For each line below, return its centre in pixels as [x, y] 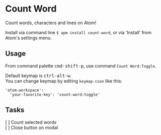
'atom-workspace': [24, 90]
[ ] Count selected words [31, 122]
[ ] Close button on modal [32, 127]
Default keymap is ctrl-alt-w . [38, 76]
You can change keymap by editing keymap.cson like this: [64, 81]
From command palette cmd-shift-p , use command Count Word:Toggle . [81, 65]
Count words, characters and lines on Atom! [51, 23]
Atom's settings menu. [28, 38]
